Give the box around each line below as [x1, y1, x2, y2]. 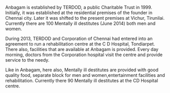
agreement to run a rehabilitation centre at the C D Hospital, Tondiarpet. [5, 41, 155, 47]
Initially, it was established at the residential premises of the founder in [5, 10, 153, 16]
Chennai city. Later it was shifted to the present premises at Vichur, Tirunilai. [5, 15, 165, 21]
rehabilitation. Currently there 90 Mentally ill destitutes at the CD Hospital [5, 78, 158, 83]
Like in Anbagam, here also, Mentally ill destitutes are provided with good [5, 67, 159, 73]
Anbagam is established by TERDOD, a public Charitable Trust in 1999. [5, 5, 152, 10]
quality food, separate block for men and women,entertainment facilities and [5, 72, 165, 78]
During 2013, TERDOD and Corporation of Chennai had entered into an [5, 35, 153, 41]
